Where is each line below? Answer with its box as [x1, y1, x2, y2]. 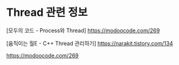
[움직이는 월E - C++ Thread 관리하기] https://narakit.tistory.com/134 [6, 39, 173, 47]
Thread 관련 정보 [6, 5, 88, 19]
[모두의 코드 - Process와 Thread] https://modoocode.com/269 [6, 27, 160, 34]
